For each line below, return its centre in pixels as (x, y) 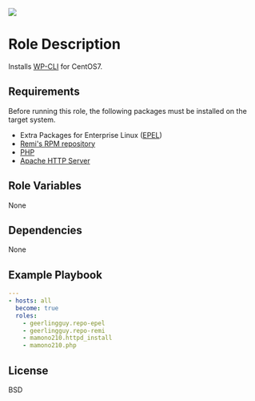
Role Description (65, 45)
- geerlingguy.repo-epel (64, 323)
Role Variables (45, 186)
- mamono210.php (50, 346)
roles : (26, 316)
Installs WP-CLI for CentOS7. (55, 66)
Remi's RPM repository (58, 144)
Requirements (44, 92)
